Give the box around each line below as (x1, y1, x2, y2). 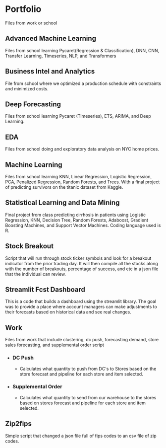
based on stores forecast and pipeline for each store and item (19, 400, 146, 406)
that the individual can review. (5, 271, 66, 277)
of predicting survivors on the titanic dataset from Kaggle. (5, 184, 123, 190)
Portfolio (5, 3, 42, 15)
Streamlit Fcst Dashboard (5, 286, 86, 294)
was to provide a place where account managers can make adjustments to (5, 304, 157, 310)
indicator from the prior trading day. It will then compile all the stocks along (5, 260, 159, 266)
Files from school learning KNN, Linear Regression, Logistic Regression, (5, 174, 152, 179)
